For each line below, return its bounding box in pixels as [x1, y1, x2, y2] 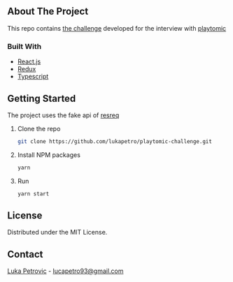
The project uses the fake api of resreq [7, 111, 120, 119]
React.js [17, 57, 41, 66]
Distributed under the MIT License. [7, 228, 108, 237]
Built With [7, 41, 42, 51]
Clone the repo [17, 124, 61, 133]
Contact [7, 248, 43, 260]
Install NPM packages [17, 150, 80, 159]
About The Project [7, 6, 89, 17]
